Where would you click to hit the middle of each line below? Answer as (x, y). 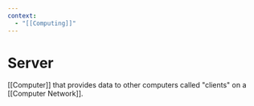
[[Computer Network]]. (45, 94)
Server (31, 63)
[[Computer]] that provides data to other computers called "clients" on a (127, 85)
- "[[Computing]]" (46, 23)
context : (22, 16)
